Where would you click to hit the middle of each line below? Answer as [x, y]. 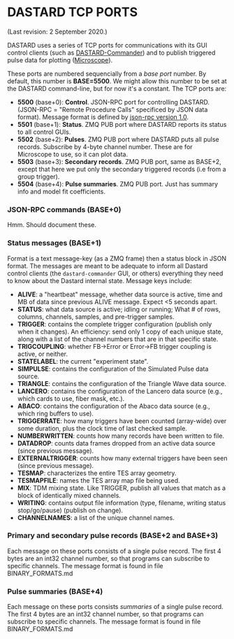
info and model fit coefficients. [61, 191]
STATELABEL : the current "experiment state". [83, 361]
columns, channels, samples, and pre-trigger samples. [96, 317]
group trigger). [38, 177]
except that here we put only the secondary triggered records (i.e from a [122, 169]
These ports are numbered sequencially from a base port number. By [107, 74]
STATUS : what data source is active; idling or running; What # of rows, [119, 309]
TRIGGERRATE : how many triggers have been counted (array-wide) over [122, 420]
